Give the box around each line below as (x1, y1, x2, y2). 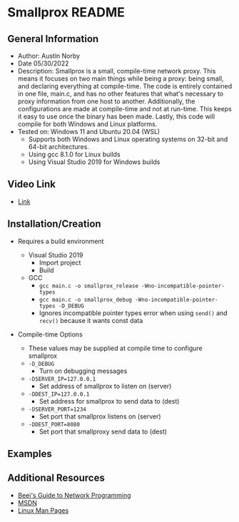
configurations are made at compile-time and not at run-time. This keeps (17, 105, 232, 113)
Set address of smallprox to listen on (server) (39, 382, 172, 390)
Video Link (7, 178, 56, 190)
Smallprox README (7, 4, 125, 21)
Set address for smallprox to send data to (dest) (39, 396, 180, 405)
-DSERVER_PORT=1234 (28, 406, 87, 413)
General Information (7, 33, 99, 45)
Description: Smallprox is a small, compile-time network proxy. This (17, 67, 216, 75)
